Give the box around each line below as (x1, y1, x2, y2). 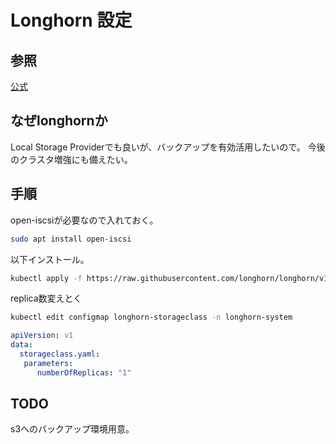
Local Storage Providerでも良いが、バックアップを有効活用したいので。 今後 (10, 141, 326, 153)
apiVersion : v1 (10, 331, 74, 341)
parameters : (23, 358, 74, 368)
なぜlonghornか (10, 112, 108, 130)
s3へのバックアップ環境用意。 (10, 423, 135, 435)
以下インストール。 (10, 253, 90, 265)
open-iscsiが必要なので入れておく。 (10, 214, 159, 226)
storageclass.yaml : (19, 349, 101, 359)
